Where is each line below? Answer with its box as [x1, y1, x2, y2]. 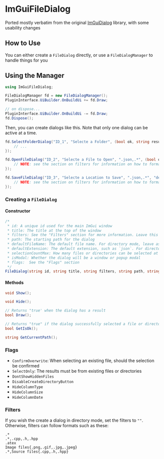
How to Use [5, 39, 41, 48]
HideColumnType [12, 385, 43, 389]
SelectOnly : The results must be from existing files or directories [12, 368, 142, 374]
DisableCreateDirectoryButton [12, 379, 74, 384]
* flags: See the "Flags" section [7, 260, 80, 265]
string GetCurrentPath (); [5, 335, 58, 340]
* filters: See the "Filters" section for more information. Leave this [7, 233, 159, 238]
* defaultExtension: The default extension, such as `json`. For [7, 246, 143, 251]
